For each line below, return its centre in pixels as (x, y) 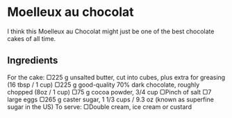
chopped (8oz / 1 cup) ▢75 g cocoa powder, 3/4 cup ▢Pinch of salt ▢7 (109, 92)
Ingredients (33, 61)
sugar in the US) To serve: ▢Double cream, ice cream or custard (100, 107)
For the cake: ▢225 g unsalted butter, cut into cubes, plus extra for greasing (116, 77)
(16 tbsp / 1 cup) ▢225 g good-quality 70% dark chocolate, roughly (103, 85)
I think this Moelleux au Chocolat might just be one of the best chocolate (111, 31)
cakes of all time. (32, 38)
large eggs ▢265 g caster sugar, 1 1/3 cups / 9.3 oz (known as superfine (110, 99)
